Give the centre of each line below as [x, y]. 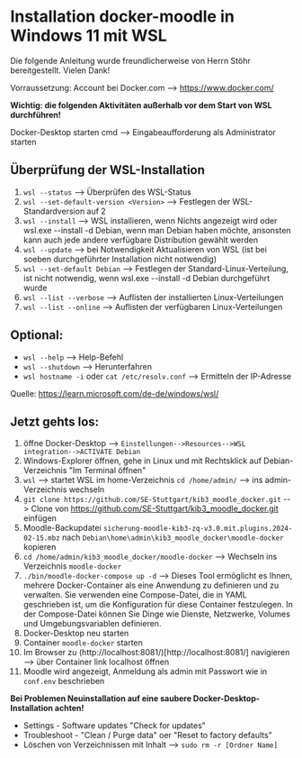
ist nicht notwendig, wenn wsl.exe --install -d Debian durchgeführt [147, 278]
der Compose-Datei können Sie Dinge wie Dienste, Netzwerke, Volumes [157, 614]
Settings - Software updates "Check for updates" [114, 726]
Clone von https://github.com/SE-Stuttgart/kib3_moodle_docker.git [155, 509]
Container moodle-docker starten [83, 643]
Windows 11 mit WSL [89, 36]
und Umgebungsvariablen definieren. [92, 624]
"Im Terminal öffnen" [107, 470]
